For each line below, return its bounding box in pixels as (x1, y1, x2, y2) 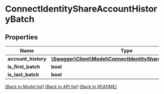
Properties (5, 33, 38, 41)
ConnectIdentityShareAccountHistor (5, 3, 158, 15)
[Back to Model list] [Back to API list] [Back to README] (5, 84, 117, 89)
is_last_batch (7, 71, 39, 78)
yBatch (5, 14, 35, 25)
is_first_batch (7, 63, 40, 70)
